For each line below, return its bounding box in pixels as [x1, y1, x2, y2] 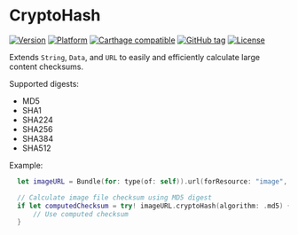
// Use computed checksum [32, 209, 129, 218]
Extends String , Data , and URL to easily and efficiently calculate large [9, 51, 260, 62]
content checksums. [9, 61, 84, 72]
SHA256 [21, 123, 53, 134]
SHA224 [21, 114, 53, 125]
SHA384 [21, 133, 54, 144]
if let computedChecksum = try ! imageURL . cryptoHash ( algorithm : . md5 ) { [17, 201, 292, 210]
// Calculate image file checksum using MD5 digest [17, 192, 213, 202]
